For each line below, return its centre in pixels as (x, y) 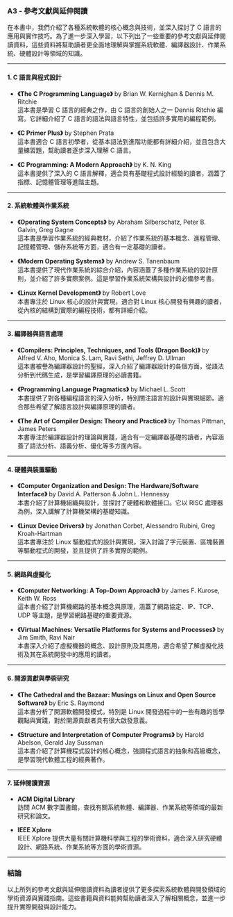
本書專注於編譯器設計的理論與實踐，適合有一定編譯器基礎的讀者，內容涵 (120, 437)
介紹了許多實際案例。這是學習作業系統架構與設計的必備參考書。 (127, 278)
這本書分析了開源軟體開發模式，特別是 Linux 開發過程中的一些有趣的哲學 (121, 711)
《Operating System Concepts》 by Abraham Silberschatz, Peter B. (112, 222)
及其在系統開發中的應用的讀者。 (69, 654)
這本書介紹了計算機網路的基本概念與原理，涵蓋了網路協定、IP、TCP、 (117, 607)
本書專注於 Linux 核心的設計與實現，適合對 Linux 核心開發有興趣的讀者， (121, 301)
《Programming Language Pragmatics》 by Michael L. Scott (101, 389)
